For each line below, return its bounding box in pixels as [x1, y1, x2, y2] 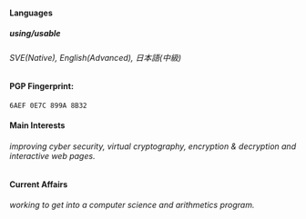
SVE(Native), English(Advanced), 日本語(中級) [9, 52, 182, 63]
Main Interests [9, 120, 66, 131]
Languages [9, 7, 53, 18]
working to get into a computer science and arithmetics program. [9, 200, 255, 211]
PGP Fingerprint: [9, 81, 75, 92]
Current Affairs [9, 178, 68, 190]
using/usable [9, 28, 61, 39]
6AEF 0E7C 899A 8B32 [9, 101, 88, 110]
